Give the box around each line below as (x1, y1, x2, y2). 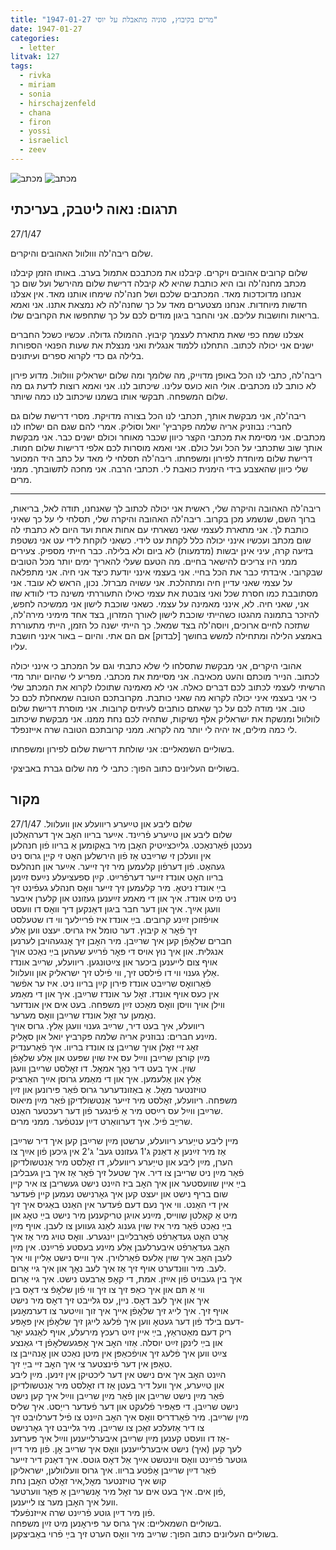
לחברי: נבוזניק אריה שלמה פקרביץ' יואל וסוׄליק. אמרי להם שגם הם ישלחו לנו (10, 420, 293, 432)
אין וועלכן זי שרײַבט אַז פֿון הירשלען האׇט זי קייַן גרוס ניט (10, 849, 212, 861)
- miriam (19, 80, 56, 90)
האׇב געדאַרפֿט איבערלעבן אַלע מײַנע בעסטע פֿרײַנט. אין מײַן (10, 1241, 230, 1253)
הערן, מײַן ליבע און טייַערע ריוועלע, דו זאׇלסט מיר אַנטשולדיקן (10, 1156, 233, 1168)
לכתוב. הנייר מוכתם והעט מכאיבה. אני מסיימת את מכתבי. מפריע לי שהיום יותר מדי (10, 670, 320, 682)
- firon (19, 117, 52, 127)
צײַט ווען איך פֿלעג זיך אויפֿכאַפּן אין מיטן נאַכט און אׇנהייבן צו (10, 1347, 228, 1359)
